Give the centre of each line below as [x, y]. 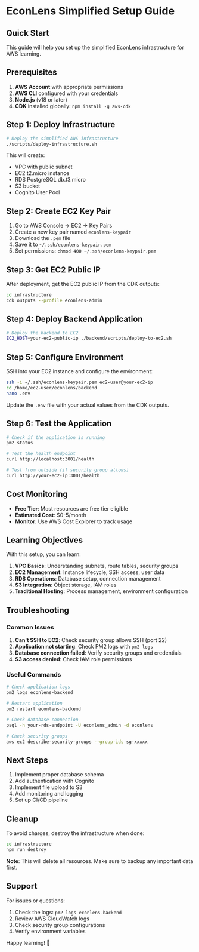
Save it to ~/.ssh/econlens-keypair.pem [63, 245]
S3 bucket [27, 186]
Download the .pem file [42, 238]
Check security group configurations [60, 925]
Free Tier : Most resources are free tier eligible [71, 508]
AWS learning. [24, 54]
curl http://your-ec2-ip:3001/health [53, 475]
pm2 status [20, 443]
